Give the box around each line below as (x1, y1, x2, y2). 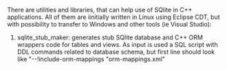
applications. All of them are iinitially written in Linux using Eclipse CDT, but (7, 13, 220, 21)
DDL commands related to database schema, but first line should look (17, 48, 215, 56)
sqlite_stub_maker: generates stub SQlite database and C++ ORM (17, 33, 203, 41)
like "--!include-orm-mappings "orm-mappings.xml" (17, 55, 166, 63)
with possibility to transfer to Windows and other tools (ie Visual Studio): (7, 20, 212, 28)
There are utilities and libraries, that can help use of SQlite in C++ (7, 6, 193, 14)
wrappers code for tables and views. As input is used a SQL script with (17, 41, 218, 48)
